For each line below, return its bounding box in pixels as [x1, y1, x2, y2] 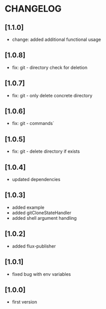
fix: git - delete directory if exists [12, 148, 80, 154]
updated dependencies [12, 176, 61, 182]
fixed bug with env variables [12, 271, 71, 277]
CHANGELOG [5, 3, 62, 15]
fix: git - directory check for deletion [12, 64, 88, 71]
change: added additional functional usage [12, 36, 101, 42]
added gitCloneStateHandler [12, 210, 72, 216]
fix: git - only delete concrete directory [12, 92, 93, 98]
